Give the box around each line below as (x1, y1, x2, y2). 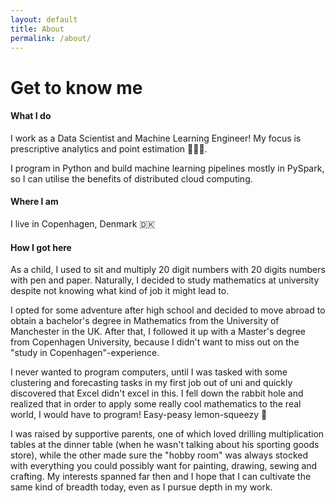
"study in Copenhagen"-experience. (10, 347, 160, 359)
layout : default (10, 14, 78, 25)
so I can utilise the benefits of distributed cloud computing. (10, 172, 253, 185)
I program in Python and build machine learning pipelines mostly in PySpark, (10, 162, 325, 174)
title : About (10, 24, 65, 34)
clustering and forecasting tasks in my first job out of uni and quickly (10, 377, 293, 389)
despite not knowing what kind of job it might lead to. (10, 285, 230, 297)
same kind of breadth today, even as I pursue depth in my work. (10, 481, 273, 493)
